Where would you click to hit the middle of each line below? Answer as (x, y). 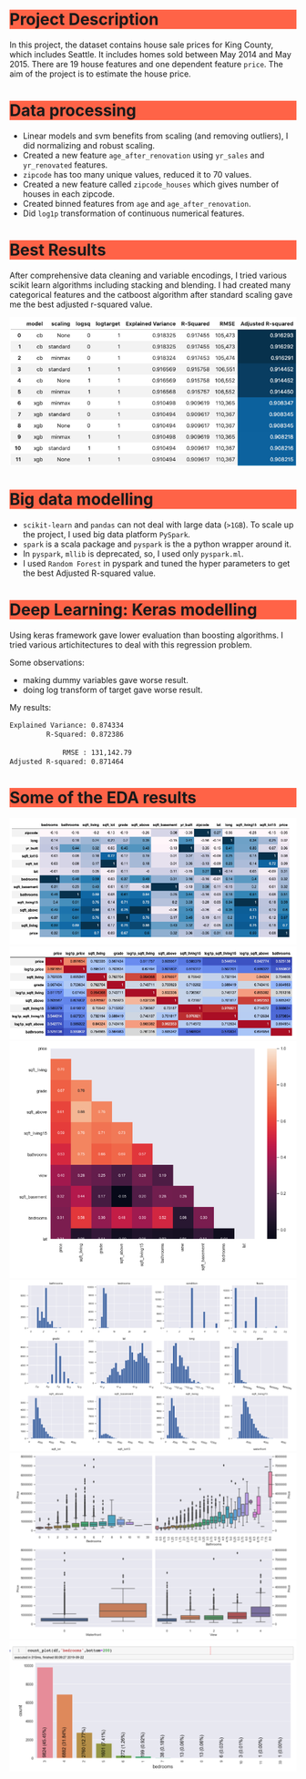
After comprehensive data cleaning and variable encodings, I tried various (148, 275)
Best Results (58, 250)
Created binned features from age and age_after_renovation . (137, 203)
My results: (31, 707)
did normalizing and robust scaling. (89, 145)
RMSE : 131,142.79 (97, 752)
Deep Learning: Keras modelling (133, 610)
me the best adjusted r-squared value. (81, 304)
